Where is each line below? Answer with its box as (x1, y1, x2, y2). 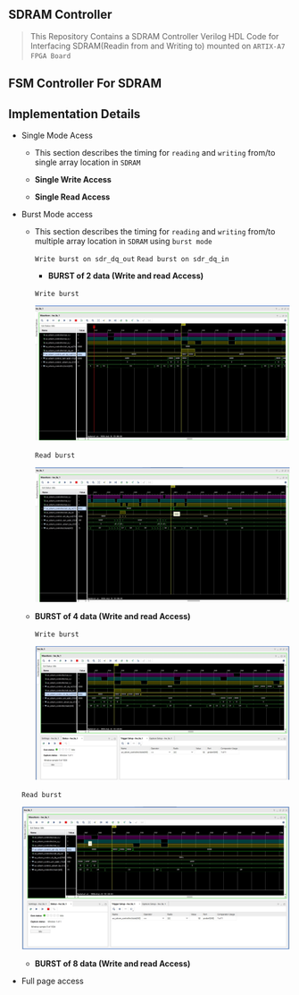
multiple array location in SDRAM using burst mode (34, 236, 212, 247)
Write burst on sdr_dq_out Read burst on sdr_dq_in (34, 255, 229, 264)
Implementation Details (8, 106, 141, 122)
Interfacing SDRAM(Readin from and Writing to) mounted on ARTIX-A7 (29, 40, 286, 51)
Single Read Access (34, 191, 111, 202)
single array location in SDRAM (34, 157, 141, 168)
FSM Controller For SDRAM (8, 76, 162, 91)
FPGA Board (29, 51, 71, 61)
